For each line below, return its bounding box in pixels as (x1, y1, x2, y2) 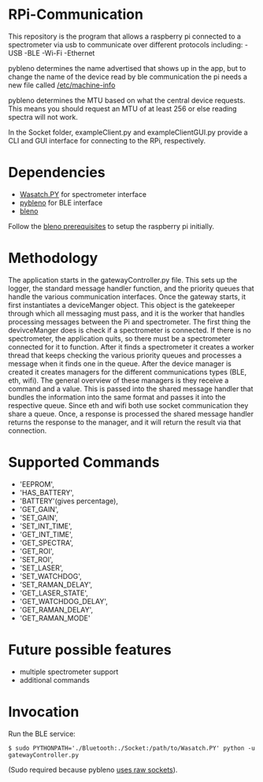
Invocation (8, 702, 80, 721)
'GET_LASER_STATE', (19, 588, 89, 598)
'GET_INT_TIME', (19, 529, 73, 539)
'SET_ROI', (19, 554, 54, 564)
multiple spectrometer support (19, 667, 119, 676)
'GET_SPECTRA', (19, 538, 73, 547)
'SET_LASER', (19, 563, 64, 573)
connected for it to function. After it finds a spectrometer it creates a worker (8, 342, 254, 351)
